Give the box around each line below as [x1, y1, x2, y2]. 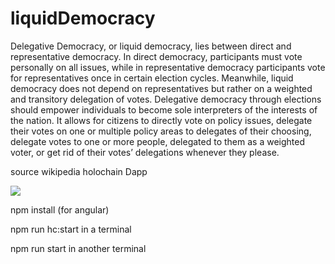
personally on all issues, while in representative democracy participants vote [10, 61, 326, 73]
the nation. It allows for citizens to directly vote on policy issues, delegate [10, 114, 313, 126]
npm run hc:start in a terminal [10, 223, 132, 235]
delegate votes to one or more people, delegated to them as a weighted [10, 135, 305, 147]
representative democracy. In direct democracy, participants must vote [10, 50, 303, 62]
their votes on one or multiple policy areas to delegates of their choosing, [10, 125, 312, 137]
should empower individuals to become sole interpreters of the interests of [10, 103, 318, 116]
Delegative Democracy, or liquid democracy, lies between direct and [10, 40, 292, 52]
